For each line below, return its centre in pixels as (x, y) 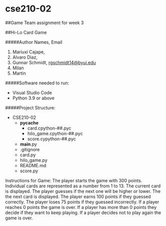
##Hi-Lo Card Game (26, 32)
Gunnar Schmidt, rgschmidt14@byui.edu (54, 62)
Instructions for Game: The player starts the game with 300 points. (74, 180)
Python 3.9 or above (33, 98)
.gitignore (30, 149)
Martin (19, 73)
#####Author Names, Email (34, 42)
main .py (28, 144)
